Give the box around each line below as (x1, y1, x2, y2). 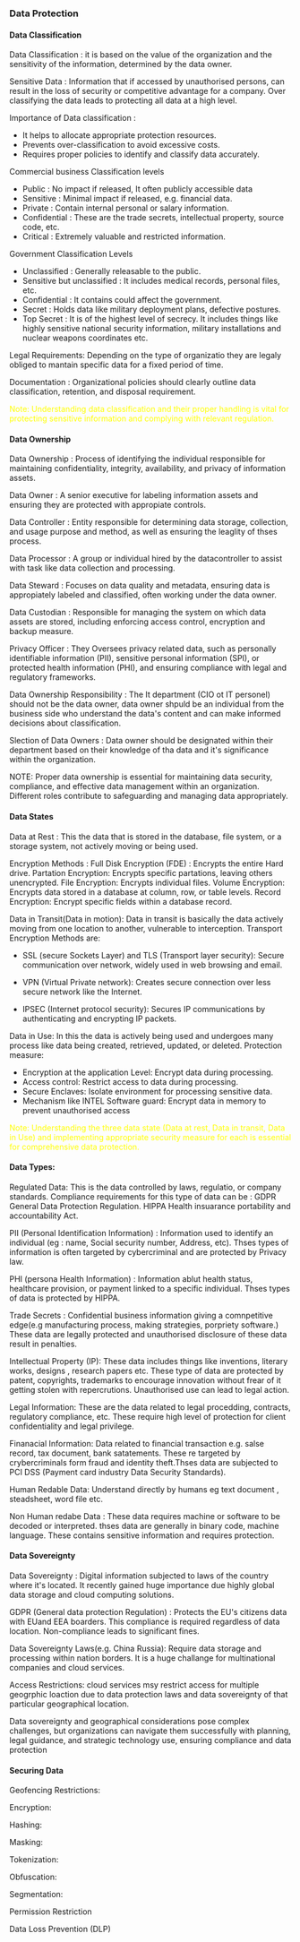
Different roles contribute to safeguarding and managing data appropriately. (9, 791, 288, 802)
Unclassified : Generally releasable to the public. (21, 266, 201, 277)
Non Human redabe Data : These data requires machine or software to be (9, 1510, 280, 1521)
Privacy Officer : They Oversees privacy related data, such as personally (9, 643, 277, 654)
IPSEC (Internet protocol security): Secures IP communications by (21, 1003, 266, 1014)
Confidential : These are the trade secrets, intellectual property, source (21, 212, 285, 223)
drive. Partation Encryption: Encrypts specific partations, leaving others (9, 867, 273, 878)
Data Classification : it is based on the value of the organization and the (9, 49, 273, 60)
